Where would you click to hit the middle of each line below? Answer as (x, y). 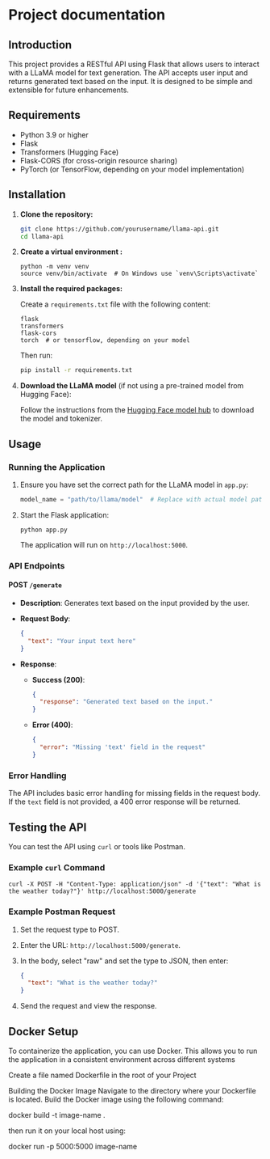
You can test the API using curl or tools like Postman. (97, 846)
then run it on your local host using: (67, 1131)
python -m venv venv (54, 267)
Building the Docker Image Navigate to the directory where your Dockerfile (132, 1090)
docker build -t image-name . (57, 1115)
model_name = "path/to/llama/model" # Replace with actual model (134, 499)
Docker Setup (44, 1032)
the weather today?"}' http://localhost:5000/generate (102, 891)
